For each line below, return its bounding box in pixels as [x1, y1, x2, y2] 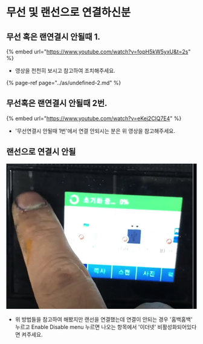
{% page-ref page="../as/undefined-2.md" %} [6, 79, 121, 86]
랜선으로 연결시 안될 [6, 147, 76, 157]
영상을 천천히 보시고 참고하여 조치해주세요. [14, 67, 116, 74]
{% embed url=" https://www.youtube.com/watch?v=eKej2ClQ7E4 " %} [6, 115, 182, 122]
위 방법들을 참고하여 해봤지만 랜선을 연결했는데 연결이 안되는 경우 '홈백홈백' [14, 316, 193, 323]
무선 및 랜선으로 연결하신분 [6, 5, 131, 19]
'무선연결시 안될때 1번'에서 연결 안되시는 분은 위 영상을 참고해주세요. [14, 127, 175, 134]
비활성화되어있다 [157, 323, 197, 331]
